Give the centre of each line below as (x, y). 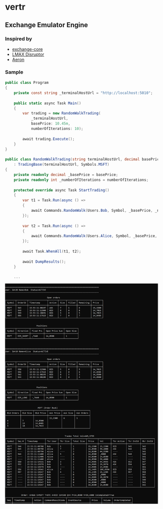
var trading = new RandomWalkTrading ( (62, 113)
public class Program (27, 83)
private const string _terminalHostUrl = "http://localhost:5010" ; (83, 93)
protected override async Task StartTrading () (62, 190)
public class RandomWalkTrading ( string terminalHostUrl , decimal (72, 159)
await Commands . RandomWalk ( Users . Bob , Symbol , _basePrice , (92, 211)
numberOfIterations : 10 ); (57, 129)
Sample (14, 72)
